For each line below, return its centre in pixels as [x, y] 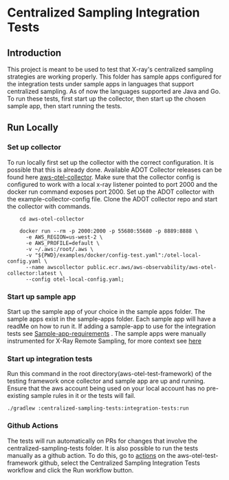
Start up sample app [42, 297]
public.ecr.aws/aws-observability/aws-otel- [152, 267]
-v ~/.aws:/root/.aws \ [59, 249]
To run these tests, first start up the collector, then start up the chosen [107, 99]
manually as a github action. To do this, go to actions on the [92, 455]
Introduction [34, 53]
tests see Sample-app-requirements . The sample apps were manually [107, 333]
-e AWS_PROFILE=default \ [62, 243]
